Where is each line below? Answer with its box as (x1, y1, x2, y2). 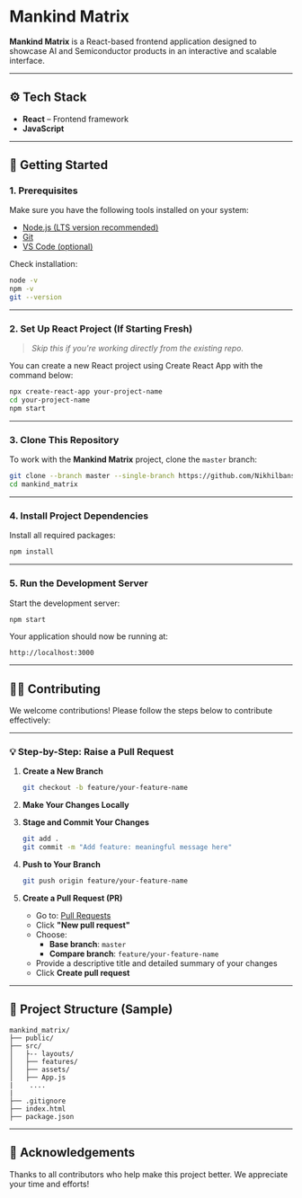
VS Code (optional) (22, 241, 93, 253)
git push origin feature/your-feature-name (22, 876, 189, 886)
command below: (9, 370, 74, 381)
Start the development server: (9, 598, 120, 608)
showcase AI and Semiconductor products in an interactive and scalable (9, 45, 277, 56)
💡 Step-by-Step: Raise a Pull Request (9, 746, 174, 759)
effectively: (9, 714, 51, 725)
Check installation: (9, 259, 78, 270)
